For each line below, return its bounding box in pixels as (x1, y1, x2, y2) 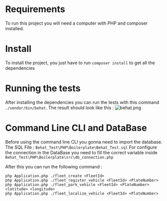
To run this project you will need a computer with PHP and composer (5, 20, 148, 26)
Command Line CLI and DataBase (5, 122, 147, 134)
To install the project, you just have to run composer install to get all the (5, 59, 155, 66)
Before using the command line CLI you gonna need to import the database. (5, 139, 162, 145)
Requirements (5, 4, 65, 15)
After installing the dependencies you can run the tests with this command (5, 99, 159, 105)
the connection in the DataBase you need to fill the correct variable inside (5, 149, 157, 155)
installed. (5, 25, 24, 31)
